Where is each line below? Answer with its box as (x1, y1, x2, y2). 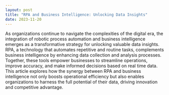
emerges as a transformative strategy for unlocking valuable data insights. (5, 41, 160, 47)
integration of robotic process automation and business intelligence (5, 36, 145, 42)
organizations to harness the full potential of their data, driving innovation (5, 79, 158, 85)
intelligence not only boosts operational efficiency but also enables (5, 74, 145, 80)
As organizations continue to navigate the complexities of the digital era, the (5, 31, 163, 37)
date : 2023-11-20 (5, 17, 42, 22)
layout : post (5, 7, 33, 13)
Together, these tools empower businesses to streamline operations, (5, 58, 148, 64)
